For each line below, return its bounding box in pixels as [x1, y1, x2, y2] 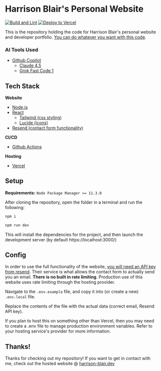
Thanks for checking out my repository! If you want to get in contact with [5, 355, 151, 361]
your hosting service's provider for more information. [5, 328, 111, 334]
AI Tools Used [5, 46, 39, 53]
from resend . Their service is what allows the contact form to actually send [5, 269, 155, 275]
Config [5, 251, 26, 259]
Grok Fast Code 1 [19, 68, 54, 74]
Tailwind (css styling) [19, 115, 62, 120]
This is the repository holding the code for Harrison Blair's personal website [5, 29, 156, 35]
